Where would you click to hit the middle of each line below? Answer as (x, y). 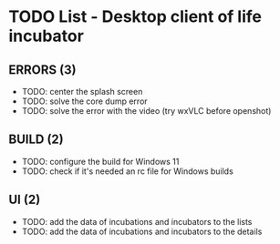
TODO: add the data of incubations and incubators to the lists (137, 221)
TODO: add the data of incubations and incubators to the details (142, 231)
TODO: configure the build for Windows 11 (100, 161)
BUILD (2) (36, 140)
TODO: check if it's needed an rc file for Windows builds (127, 171)
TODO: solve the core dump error (84, 101)
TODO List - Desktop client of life (135, 17)
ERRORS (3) (42, 70)
